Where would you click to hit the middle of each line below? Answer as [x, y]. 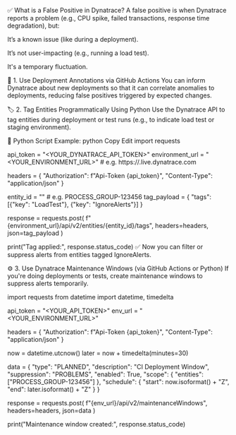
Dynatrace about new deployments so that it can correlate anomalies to [111, 88]
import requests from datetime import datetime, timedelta [91, 297]
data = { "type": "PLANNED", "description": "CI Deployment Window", [108, 367]
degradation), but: [33, 25]
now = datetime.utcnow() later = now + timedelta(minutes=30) [98, 353]
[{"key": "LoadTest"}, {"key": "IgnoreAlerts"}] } [75, 204]
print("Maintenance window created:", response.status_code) [97, 424]
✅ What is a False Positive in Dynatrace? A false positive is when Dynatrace [117, 10]
